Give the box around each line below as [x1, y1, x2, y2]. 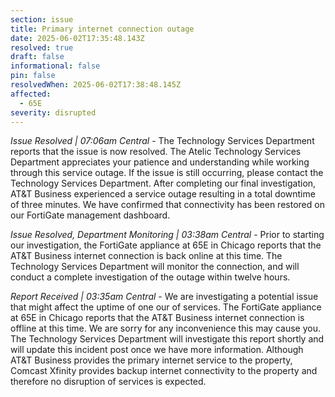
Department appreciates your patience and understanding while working [10, 156, 310, 168]
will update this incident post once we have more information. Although [10, 344, 304, 356]
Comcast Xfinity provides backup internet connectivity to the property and [10, 365, 318, 377]
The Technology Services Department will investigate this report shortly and [10, 333, 325, 345]
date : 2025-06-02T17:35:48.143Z [10, 33, 145, 43]
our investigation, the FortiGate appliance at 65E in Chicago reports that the [10, 239, 322, 251]
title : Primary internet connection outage [10, 24, 195, 34]
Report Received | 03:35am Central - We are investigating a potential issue [10, 291, 319, 303]
